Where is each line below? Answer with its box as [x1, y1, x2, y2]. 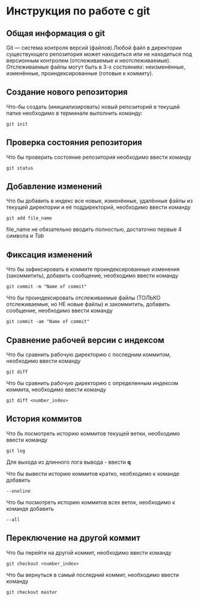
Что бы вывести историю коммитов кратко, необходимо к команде [6, 470, 180, 477]
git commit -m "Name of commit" [6, 284, 87, 290]
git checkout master [6, 589, 58, 595]
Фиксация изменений [6, 250, 93, 260]
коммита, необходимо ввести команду [6, 386, 107, 393]
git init [6, 121, 28, 127]
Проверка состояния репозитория [6, 137, 143, 148]
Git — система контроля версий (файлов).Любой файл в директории [6, 44, 182, 51]
